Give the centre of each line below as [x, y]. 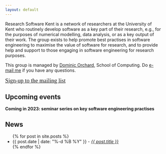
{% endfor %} [27, 147]
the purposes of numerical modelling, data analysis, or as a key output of [80, 34]
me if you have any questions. [45, 70]
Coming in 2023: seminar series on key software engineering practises [80, 109]
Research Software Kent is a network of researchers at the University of [79, 24]
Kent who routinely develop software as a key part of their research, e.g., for [83, 29]
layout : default [22, 10]
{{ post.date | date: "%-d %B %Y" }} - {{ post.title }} [65, 142]
